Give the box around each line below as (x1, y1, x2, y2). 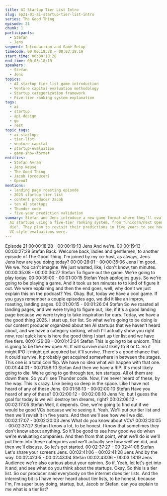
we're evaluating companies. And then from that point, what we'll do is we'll (5, 433, 160, 439)
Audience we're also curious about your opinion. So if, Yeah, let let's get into (5, 460, 162, 466)
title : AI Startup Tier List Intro (5, 7, 79, 12)
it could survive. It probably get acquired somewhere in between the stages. (5, 354, 162, 360)
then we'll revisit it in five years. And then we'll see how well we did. (5, 412, 144, 418)
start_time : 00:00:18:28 (5, 53, 57, 59)
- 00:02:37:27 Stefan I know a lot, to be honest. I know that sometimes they (5, 422, 160, 428)
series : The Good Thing (5, 16, 55, 21)
